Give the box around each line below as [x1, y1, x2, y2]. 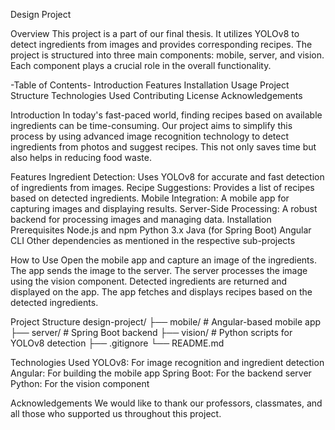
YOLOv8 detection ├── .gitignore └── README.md [10, 337, 225, 349]
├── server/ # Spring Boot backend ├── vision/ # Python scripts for [10, 327, 293, 338]
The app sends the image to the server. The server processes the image [10, 265, 308, 276]
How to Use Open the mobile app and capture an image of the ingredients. [10, 254, 317, 266]
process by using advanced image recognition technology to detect [10, 130, 289, 142]
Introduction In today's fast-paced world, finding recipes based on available [10, 109, 323, 121]
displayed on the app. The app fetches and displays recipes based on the [10, 286, 313, 298]
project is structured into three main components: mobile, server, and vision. [10, 49, 325, 61]
